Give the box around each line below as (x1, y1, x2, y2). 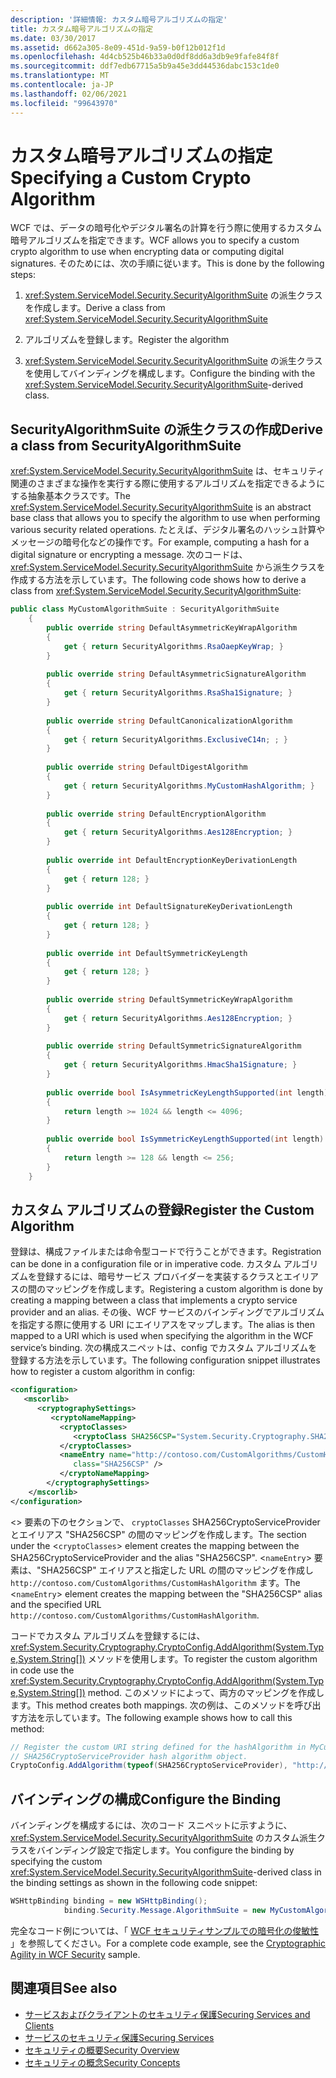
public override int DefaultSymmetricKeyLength (46, 948, 248, 958)
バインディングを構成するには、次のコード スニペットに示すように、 (10, 1819, 293, 1831)
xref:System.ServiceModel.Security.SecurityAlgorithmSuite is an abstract (10, 501, 312, 513)
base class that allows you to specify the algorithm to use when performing (10, 512, 321, 524)
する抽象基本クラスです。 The (10, 490, 131, 502)
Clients (24, 2019, 55, 2031)
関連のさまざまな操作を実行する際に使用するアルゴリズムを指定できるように (10, 477, 326, 490)
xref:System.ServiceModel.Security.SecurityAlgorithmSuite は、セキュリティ (10, 465, 326, 477)
